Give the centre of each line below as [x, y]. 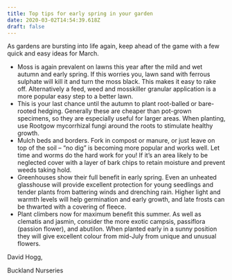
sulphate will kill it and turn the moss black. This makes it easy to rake [117, 82]
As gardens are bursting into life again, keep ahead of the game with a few [113, 46]
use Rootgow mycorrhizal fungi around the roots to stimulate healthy [115, 126]
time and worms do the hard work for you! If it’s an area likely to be [113, 155]
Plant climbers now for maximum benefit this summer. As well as [109, 214]
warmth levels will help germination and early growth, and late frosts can [121, 200]
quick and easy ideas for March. [53, 53]
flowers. [29, 244]
